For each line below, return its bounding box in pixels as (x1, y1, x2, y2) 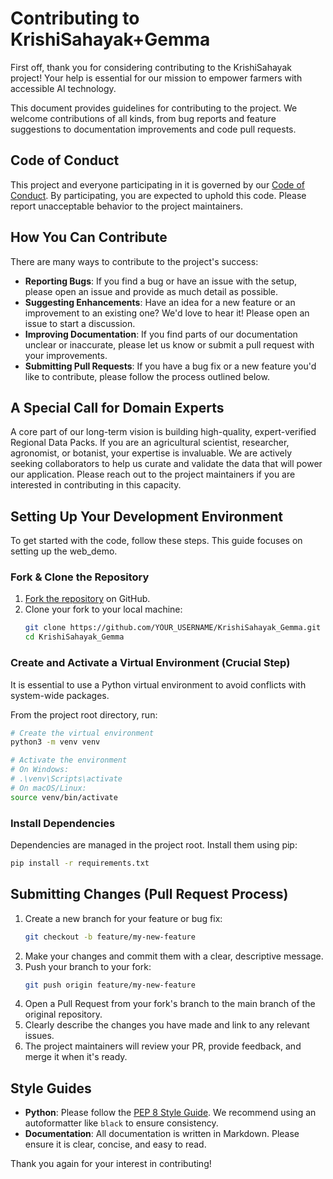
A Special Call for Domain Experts (10, 399, 225, 416)
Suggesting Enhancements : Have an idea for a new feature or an (24, 296, 296, 308)
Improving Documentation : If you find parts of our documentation (24, 328, 298, 340)
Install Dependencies (10, 816, 116, 830)
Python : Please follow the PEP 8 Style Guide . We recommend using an (24, 1107, 317, 1119)
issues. (24, 1030, 55, 1042)
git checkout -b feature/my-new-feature (24, 932, 196, 942)
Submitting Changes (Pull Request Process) (10, 886, 289, 903)
